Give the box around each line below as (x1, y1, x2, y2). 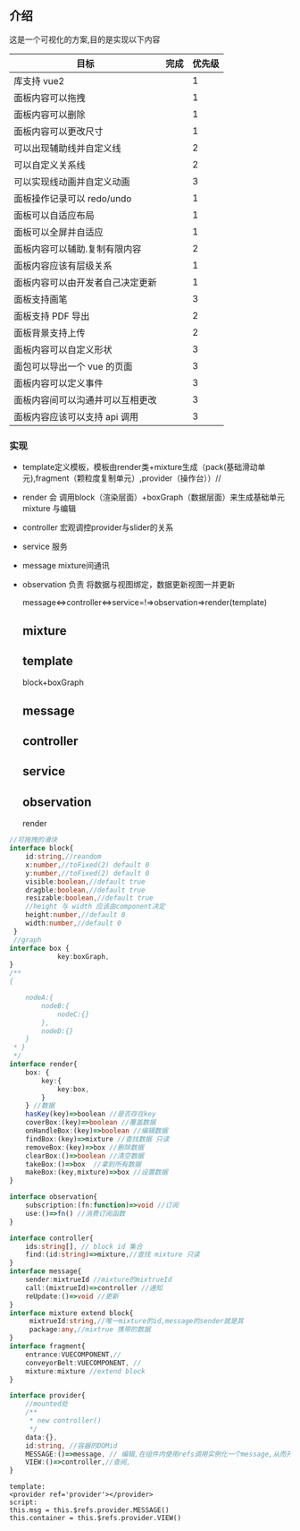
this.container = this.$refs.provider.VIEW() (9, 1514, 181, 1523)
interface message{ (9, 1267, 82, 1276)
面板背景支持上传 (13, 326, 87, 338)
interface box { (9, 944, 70, 953)
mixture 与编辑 (21, 503, 77, 514)
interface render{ (9, 1060, 78, 1069)
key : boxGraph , (56, 952, 110, 961)
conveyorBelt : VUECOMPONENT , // (25, 1358, 142, 1367)
